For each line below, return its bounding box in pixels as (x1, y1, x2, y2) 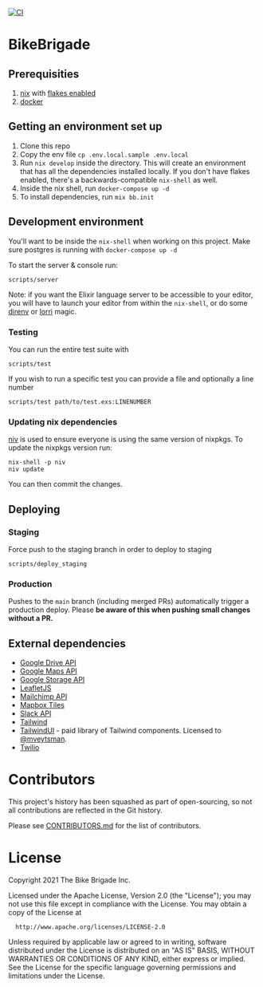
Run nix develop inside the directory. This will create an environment (19, 158, 246, 168)
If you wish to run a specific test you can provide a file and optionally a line (8, 373, 254, 383)
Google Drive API (19, 658, 77, 668)
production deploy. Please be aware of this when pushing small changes (8, 605, 251, 614)
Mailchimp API (19, 692, 68, 701)
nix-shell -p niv (8, 459, 66, 467)
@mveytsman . (19, 734, 68, 744)
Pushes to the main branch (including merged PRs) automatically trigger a (8, 597, 249, 606)
